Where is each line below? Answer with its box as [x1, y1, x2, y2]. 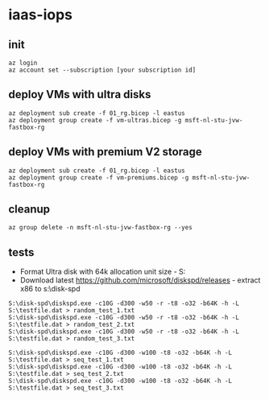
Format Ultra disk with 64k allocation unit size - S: [19, 267, 186, 277]
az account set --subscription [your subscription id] [8, 66, 197, 74]
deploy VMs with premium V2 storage [8, 145, 203, 159]
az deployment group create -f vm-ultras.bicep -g [8, 116, 182, 124]
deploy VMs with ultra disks [8, 88, 151, 101]
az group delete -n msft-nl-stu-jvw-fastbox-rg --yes [8, 224, 193, 232]
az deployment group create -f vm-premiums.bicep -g [8, 173, 189, 182]
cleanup [8, 203, 51, 216]
